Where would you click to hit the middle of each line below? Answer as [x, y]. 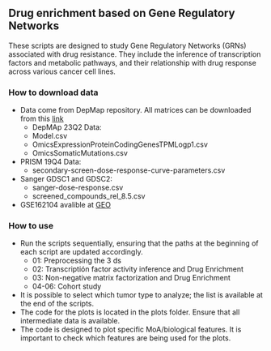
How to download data [53, 92]
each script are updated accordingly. [81, 252]
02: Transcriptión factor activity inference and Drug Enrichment [138, 269]
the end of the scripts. [57, 304]
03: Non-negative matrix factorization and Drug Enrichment [131, 278]
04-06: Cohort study [67, 286]
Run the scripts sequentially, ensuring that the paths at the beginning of [139, 243]
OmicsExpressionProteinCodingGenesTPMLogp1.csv [120, 144]
